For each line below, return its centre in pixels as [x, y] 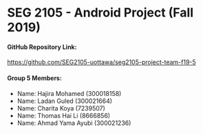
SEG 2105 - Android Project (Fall [100, 13]
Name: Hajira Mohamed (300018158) [69, 93]
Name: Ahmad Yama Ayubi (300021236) [74, 123]
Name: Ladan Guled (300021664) [64, 101]
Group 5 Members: [34, 78]
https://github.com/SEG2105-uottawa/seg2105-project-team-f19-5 [101, 62]
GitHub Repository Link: [42, 47]
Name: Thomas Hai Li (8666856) [64, 115]
